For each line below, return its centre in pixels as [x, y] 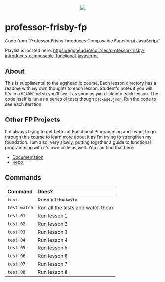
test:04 [16, 240]
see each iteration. [24, 104]
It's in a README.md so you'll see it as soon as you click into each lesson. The [82, 93]
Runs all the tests [57, 200]
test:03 [16, 232]
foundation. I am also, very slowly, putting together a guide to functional [78, 142]
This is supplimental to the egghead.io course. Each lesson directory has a [81, 83]
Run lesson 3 [53, 232]
